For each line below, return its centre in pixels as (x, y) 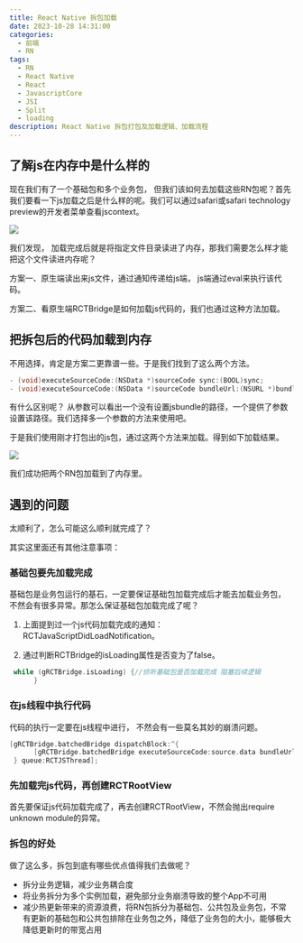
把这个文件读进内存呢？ (53, 259)
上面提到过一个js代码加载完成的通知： (93, 624)
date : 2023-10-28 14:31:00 (60, 26)
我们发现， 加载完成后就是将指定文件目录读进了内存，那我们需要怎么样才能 (149, 247)
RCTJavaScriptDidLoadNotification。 (91, 636)
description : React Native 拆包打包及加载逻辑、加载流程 (109, 127)
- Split (32, 110)
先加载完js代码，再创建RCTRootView (91, 786)
